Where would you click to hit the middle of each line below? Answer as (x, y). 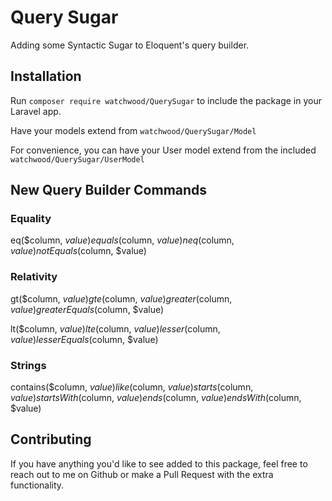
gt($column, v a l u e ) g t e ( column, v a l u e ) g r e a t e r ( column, (121, 298)
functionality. (37, 485)
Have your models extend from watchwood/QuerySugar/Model (133, 130)
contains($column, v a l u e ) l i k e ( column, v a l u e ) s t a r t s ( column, (132, 387)
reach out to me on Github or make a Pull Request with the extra (142, 474)
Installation (46, 76)
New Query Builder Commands (109, 190)
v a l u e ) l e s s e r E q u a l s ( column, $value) (84, 339)
